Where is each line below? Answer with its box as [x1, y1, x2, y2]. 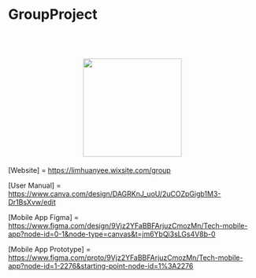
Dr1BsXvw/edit [8, 198, 57, 207]
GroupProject [8, 5, 98, 24]
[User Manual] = [8, 181, 61, 190]
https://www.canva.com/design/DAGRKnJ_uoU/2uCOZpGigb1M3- [8, 189, 221, 199]
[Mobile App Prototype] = [8, 245, 91, 254]
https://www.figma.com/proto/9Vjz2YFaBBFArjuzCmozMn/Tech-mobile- [8, 253, 243, 262]
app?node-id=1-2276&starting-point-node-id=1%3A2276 [8, 262, 194, 271]
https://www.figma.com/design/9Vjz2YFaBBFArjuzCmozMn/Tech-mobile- [8, 221, 248, 231]
